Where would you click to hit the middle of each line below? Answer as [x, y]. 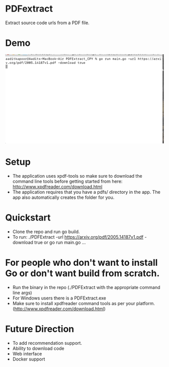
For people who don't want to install [81, 263]
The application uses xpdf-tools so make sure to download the [77, 176]
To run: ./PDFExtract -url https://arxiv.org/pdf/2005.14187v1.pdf [78, 237]
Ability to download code [38, 348]
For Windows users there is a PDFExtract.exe [59, 298]
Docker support [29, 359]
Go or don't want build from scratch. [82, 273]
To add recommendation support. [47, 343]
